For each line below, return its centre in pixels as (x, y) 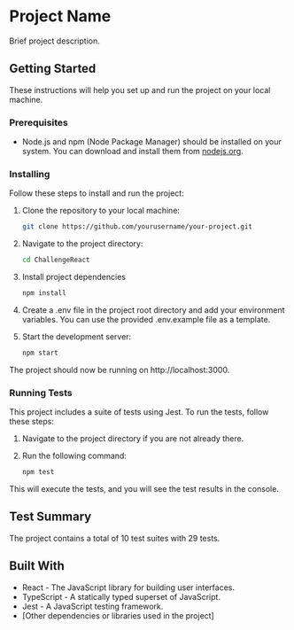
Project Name (60, 16)
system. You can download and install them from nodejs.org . (132, 152)
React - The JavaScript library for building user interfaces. (128, 587)
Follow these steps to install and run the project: (97, 193)
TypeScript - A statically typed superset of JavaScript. (121, 596)
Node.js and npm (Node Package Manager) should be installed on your (151, 142)
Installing (30, 174)
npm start (40, 353)
